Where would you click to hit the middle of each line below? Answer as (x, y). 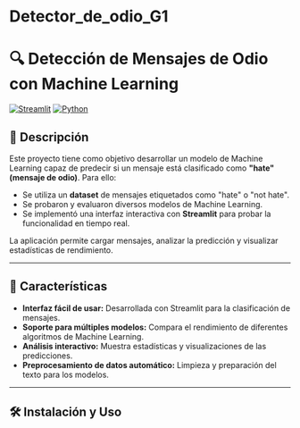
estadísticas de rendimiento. (61, 250)
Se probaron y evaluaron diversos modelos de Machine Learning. (142, 204)
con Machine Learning (94, 84)
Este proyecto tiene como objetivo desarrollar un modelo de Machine (136, 158)
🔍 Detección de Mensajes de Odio (139, 59)
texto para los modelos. (66, 374)
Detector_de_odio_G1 (89, 17)
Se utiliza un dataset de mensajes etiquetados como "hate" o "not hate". (156, 195)
